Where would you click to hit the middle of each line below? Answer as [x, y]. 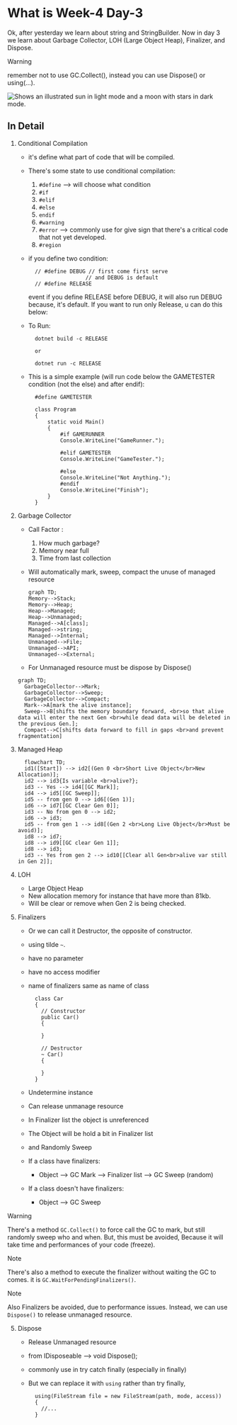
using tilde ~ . [47, 944]
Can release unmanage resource [76, 1106]
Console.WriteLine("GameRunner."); [112, 441]
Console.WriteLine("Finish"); [104, 490]
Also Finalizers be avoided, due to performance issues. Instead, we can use [117, 1307]
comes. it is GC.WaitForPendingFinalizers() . [72, 1279]
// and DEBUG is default [122, 278]
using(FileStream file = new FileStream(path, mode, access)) [128, 1396]
